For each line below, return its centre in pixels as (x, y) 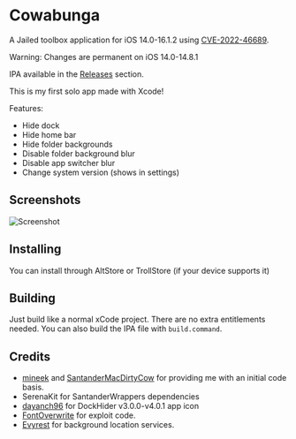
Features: (27, 108)
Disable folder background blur (78, 153)
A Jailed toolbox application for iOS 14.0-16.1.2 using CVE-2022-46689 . (139, 40)
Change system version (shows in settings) (100, 172)
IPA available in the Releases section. (76, 74)
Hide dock (41, 125)
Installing (35, 250)
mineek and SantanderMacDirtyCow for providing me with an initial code (154, 378)
